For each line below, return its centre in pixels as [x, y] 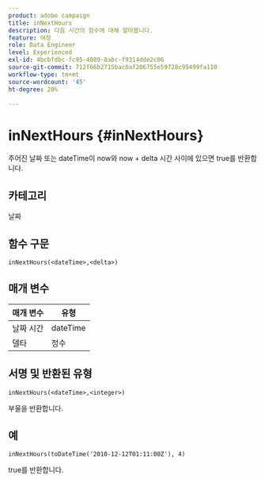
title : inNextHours [40, 23]
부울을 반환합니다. [36, 408]
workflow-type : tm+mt [44, 75]
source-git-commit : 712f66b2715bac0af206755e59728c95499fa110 [113, 67]
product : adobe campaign [49, 15]
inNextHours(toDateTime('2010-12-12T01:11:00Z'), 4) [97, 454]
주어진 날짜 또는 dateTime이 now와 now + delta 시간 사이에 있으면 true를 [122, 159]
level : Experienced [40, 52]
